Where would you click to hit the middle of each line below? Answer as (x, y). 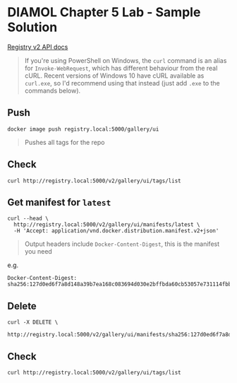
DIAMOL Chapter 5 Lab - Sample (104, 12)
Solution (32, 27)
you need (38, 252)
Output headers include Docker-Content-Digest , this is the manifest (122, 244)
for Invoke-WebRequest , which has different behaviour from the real (121, 68)
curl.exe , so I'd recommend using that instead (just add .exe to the (122, 83)
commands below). (53, 90)
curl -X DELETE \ (33, 322)
